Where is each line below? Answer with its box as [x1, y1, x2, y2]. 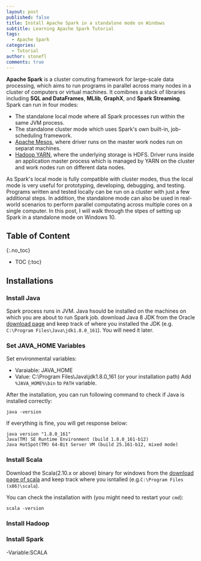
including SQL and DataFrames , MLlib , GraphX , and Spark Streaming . [6, 94, 182, 102]
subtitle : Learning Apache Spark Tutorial [6, 25, 114, 32]
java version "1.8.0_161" [6, 431, 71, 437]
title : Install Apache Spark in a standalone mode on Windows [6, 20, 165, 26]
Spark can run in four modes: [6, 101, 79, 108]
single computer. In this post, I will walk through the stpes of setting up [6, 207, 181, 214]
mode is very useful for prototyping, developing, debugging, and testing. [6, 181, 186, 189]
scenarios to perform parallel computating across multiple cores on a [21, 200, 193, 208]
